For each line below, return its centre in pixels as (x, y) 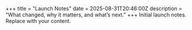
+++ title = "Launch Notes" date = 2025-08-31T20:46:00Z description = (94, 9)
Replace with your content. (39, 21)
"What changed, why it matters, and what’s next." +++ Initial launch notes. (96, 15)
